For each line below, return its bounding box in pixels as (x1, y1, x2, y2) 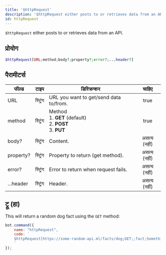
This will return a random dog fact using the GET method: (5, 213, 120, 219)
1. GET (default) (49, 114, 86, 121)
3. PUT (49, 126, 65, 133)
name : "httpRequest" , (14, 227, 58, 232)
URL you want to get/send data (49, 94, 121, 101)
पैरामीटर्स (5, 71, 26, 79)
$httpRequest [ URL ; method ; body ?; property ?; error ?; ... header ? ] (5, 57, 134, 62)
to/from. (49, 100, 68, 107)
